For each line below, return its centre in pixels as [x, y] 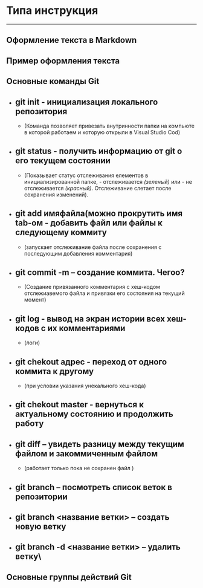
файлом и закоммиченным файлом [86, 454]
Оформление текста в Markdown [72, 40]
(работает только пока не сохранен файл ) [79, 468]
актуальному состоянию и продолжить [94, 414]
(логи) [32, 343]
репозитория [41, 111]
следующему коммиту [61, 232]
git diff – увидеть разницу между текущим [99, 444]
